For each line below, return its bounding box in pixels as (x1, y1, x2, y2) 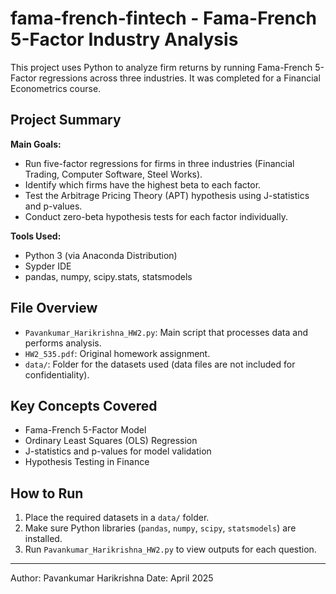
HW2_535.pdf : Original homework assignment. (24, 347, 211, 359)
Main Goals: (10, 138, 62, 150)
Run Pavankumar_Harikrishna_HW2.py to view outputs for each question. (24, 543, 317, 556)
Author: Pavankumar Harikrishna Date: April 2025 (10, 572, 214, 584)
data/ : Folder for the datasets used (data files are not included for (24, 358, 296, 370)
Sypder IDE (24, 260, 72, 272)
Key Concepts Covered (10, 397, 158, 414)
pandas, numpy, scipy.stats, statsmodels (24, 270, 193, 282)
